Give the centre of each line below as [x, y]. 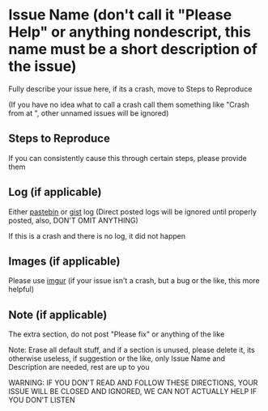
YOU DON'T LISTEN [42, 400]
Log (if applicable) [55, 192]
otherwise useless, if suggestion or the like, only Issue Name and [117, 358]
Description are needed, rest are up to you [79, 367]
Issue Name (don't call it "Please [120, 15]
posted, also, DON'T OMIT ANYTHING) [74, 220]
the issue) [43, 67]
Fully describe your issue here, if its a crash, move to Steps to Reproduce [130, 89]
